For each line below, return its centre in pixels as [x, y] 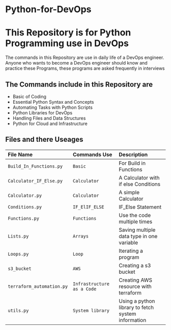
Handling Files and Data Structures [49, 118]
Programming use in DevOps [67, 43]
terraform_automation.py [38, 286]
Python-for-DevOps [48, 9]
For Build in [132, 163]
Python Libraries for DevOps [42, 112]
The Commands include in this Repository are [79, 84]
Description [133, 155]
